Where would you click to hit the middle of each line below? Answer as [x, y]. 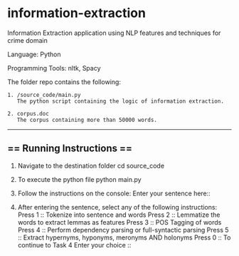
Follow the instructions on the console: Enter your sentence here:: [114, 193]
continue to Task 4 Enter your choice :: [74, 245]
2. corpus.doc [28, 113]
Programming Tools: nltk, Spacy [54, 68]
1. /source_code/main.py [44, 95]
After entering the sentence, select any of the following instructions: [117, 207]
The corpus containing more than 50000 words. [87, 120]
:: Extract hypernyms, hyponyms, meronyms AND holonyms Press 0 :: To [124, 237]
